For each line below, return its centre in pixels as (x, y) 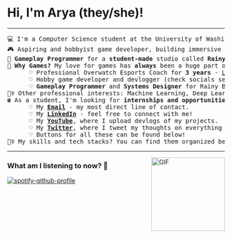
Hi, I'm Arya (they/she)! (75, 13)
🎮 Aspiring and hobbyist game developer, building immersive (114, 49)
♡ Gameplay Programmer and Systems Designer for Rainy (124, 86)
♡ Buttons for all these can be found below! (107, 135)
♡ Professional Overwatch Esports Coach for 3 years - (124, 72)
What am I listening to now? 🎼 (58, 166)
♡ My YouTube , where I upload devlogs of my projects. (124, 121)
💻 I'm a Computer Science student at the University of (105, 39)
